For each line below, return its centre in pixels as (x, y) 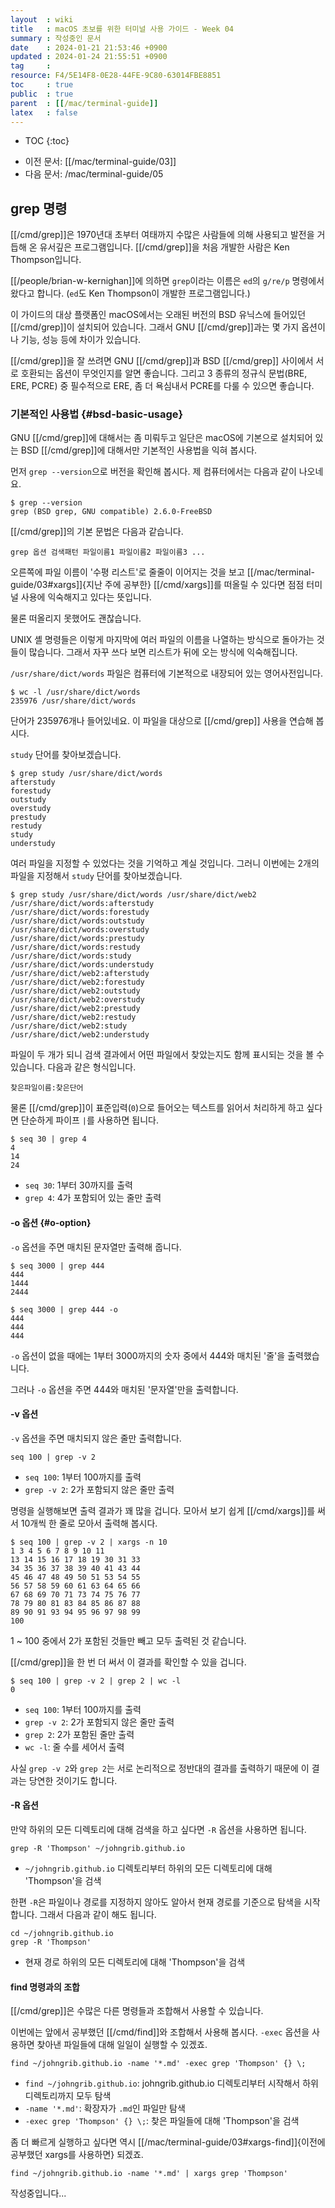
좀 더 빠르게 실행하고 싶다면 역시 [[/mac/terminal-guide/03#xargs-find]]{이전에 (168, 2142)
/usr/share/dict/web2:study (69, 1026)
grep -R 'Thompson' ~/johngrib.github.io (98, 1849)
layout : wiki (42, 19)
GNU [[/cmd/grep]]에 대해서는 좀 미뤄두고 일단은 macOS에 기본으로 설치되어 (161, 438)
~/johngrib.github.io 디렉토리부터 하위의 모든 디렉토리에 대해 (148, 1868)
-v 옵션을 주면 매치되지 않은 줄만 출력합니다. (96, 1438)
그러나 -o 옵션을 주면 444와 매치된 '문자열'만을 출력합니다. (124, 1389)
